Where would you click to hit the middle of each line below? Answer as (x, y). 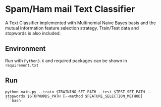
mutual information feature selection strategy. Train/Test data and (72, 28)
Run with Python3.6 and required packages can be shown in (66, 61)
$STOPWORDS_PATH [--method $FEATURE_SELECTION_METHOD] (85, 96)
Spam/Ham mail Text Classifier (70, 9)
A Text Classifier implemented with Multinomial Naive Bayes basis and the (80, 23)
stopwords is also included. (33, 33)
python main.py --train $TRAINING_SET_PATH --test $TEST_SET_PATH (75, 92)
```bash (13, 100)
